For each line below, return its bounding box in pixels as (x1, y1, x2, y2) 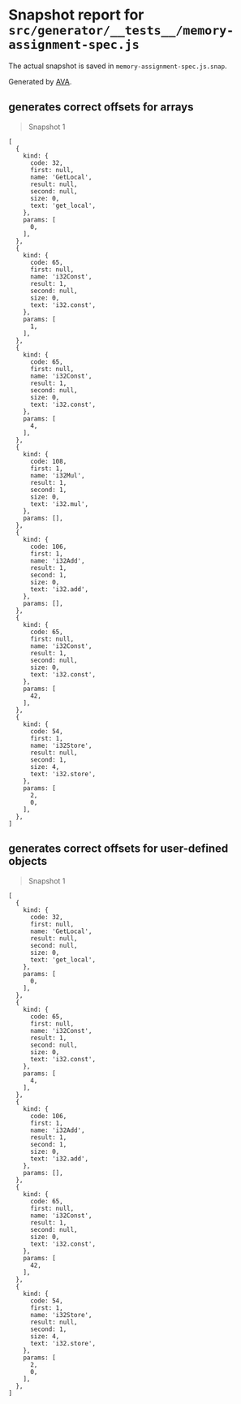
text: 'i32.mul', (29, 499, 89, 508)
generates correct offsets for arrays (8, 100, 194, 114)
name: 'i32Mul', (29, 471, 85, 480)
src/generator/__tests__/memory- (8, 23, 235, 38)
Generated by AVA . (8, 76, 72, 86)
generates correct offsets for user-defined (8, 842, 229, 856)
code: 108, (29, 457, 67, 465)
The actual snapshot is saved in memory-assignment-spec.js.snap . (8, 61, 227, 71)
